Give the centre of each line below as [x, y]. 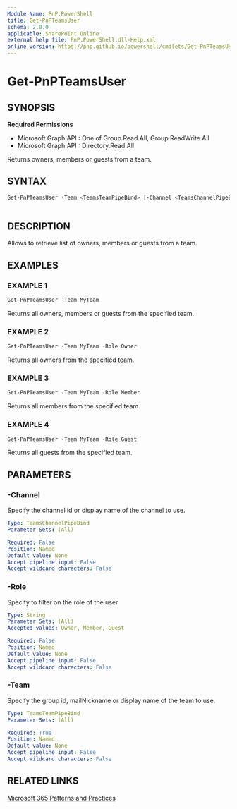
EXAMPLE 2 [28, 331]
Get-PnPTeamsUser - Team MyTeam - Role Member [74, 393]
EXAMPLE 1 [28, 285]
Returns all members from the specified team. [74, 406]
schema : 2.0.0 [28, 27]
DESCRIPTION [39, 226]
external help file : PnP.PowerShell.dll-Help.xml [82, 40]
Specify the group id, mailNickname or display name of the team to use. [111, 700]
